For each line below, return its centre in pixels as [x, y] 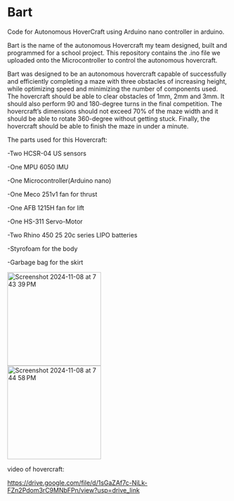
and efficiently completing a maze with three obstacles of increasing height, [117, 81]
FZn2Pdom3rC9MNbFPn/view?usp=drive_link [74, 490]
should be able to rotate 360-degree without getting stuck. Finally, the [109, 118]
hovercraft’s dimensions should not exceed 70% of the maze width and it [113, 111]
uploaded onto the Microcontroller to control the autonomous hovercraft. [112, 60]
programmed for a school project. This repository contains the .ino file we [114, 53]
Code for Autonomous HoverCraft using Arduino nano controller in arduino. [116, 32]
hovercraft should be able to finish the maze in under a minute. [98, 126]
